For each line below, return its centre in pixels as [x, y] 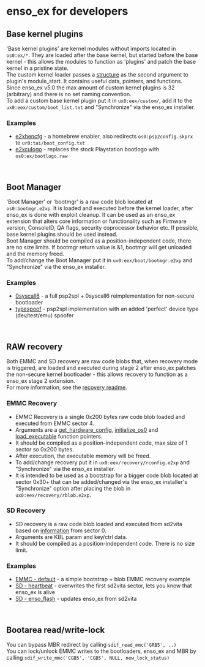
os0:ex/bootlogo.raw [41, 156]
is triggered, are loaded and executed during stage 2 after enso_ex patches [101, 368]
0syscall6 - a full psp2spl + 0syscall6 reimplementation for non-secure [105, 296]
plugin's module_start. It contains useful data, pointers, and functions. [94, 81]
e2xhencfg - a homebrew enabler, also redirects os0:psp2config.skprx [104, 137]
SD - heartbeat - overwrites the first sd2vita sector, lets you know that [103, 586]
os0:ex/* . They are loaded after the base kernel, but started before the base [102, 55]
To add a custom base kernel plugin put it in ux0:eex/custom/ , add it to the [99, 100]
